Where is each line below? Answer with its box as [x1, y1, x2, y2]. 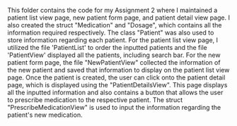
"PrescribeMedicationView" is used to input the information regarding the [7, 103, 221, 111]
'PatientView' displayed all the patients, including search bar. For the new [7, 51, 221, 59]
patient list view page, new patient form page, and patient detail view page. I [7, 13, 230, 22]
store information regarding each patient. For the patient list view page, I [7, 36, 218, 44]
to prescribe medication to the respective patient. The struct [7, 96, 183, 104]
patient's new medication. [7, 111, 83, 119]
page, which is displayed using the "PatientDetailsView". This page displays [7, 81, 228, 89]
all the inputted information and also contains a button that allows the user [7, 88, 224, 96]
